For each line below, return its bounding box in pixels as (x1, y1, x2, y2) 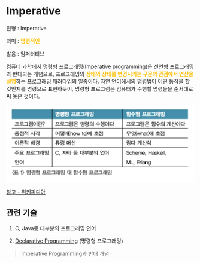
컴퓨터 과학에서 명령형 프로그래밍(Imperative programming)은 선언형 (6, 63, 169, 70)
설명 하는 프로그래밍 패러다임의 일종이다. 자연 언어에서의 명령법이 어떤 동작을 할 (6, 78, 190, 85)
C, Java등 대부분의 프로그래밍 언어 (14, 224, 96, 231)
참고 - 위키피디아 (6, 188, 46, 195)
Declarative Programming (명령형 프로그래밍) (14, 237, 124, 244)
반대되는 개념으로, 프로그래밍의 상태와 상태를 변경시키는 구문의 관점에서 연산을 (12, 70, 194, 77)
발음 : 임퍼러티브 (6, 50, 45, 57)
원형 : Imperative (6, 25, 47, 32)
